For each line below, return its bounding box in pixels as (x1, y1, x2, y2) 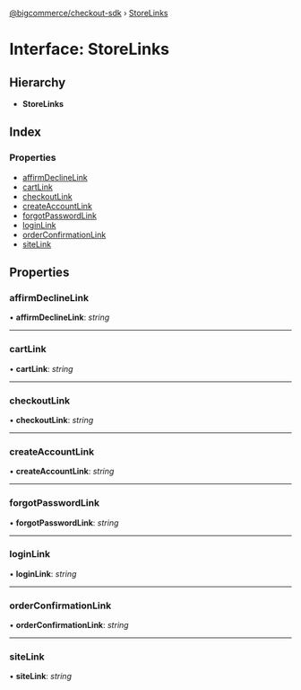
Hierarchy (9, 75, 66, 90)
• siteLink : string (9, 671, 72, 682)
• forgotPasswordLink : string (9, 517, 119, 528)
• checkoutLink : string (9, 414, 94, 425)
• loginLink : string (9, 568, 77, 579)
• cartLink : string (9, 363, 73, 374)
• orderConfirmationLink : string (9, 620, 129, 631)
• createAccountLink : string (9, 466, 115, 477)
